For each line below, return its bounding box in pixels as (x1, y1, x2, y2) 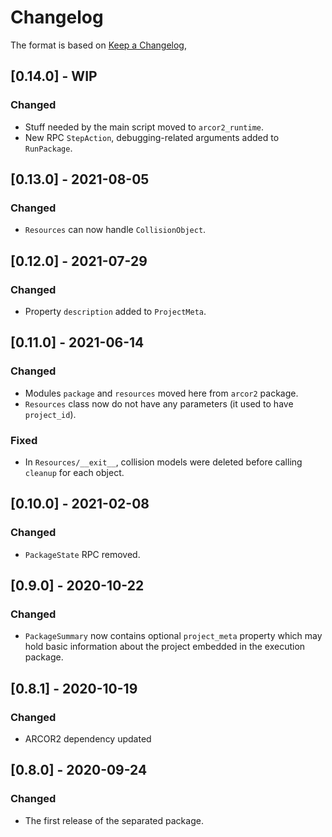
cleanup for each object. (24, 466, 125, 478)
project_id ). (24, 408, 77, 420)
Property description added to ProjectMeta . (24, 306, 207, 317)
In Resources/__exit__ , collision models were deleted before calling (24, 456, 303, 468)
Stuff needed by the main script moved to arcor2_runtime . (24, 121, 265, 133)
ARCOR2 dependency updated (24, 733, 152, 745)
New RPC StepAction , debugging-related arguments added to (24, 131, 280, 143)
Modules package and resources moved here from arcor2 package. (24, 387, 299, 399)
